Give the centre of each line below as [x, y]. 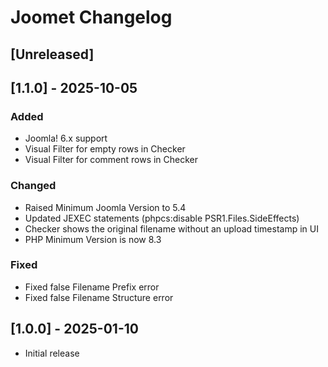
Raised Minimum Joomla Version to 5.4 [105, 207]
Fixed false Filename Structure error [99, 297]
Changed [33, 186]
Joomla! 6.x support [66, 138]
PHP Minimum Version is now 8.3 [93, 239]
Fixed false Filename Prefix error [92, 287]
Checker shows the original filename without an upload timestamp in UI [171, 228]
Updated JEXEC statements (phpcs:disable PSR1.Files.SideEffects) [162, 218]
